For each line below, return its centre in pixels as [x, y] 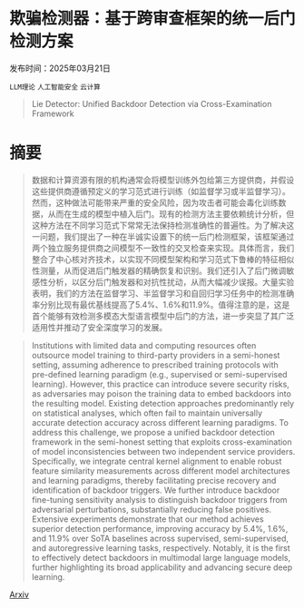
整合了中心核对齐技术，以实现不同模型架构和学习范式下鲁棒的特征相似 [163, 259]
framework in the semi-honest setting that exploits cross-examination [162, 442]
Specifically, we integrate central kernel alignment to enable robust [157, 461]
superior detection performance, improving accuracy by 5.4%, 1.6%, [160, 528]
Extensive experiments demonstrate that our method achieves [148, 519]
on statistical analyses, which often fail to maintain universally [147, 413]
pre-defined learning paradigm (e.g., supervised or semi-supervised [159, 374]
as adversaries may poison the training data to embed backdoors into [162, 393]
